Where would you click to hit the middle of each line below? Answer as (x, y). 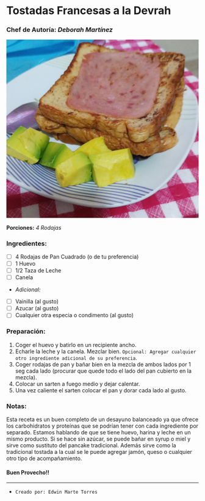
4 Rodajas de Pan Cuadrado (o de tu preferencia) (77, 257)
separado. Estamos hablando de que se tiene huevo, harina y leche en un (99, 432)
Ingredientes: (27, 243)
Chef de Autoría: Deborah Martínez (59, 30)
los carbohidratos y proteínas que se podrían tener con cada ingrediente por (103, 426)
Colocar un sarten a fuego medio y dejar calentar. (77, 384)
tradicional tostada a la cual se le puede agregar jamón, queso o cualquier (99, 452)
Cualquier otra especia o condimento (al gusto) (74, 315)
